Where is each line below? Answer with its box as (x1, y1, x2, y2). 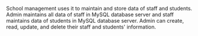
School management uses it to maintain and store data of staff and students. (6, 5, 193, 12)
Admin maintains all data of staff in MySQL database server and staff (6, 11, 174, 18)
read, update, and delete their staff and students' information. (6, 23, 157, 30)
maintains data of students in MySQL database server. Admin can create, (6, 17, 184, 24)
